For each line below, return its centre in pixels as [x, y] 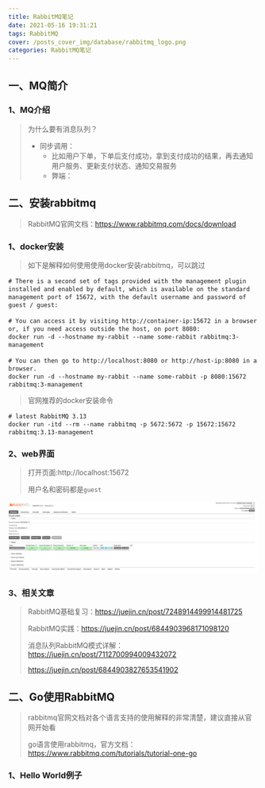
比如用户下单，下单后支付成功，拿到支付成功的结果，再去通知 [152, 156]
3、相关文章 [31, 592]
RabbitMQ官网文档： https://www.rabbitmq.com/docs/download [132, 223]
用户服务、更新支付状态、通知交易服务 [114, 165]
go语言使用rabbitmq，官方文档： [81, 744]
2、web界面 [32, 453]
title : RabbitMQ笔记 [41, 17]
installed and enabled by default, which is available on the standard [129, 289]
